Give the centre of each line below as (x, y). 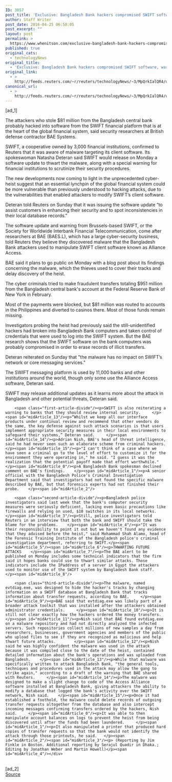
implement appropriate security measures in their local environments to (86, 431)
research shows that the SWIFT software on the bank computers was (78, 342)
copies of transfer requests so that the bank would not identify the (82, 732)
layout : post (19, 34)
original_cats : (21, 53)
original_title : (23, 63)
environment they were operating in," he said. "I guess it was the (80, 458)
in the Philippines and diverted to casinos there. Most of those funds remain (85, 310)
